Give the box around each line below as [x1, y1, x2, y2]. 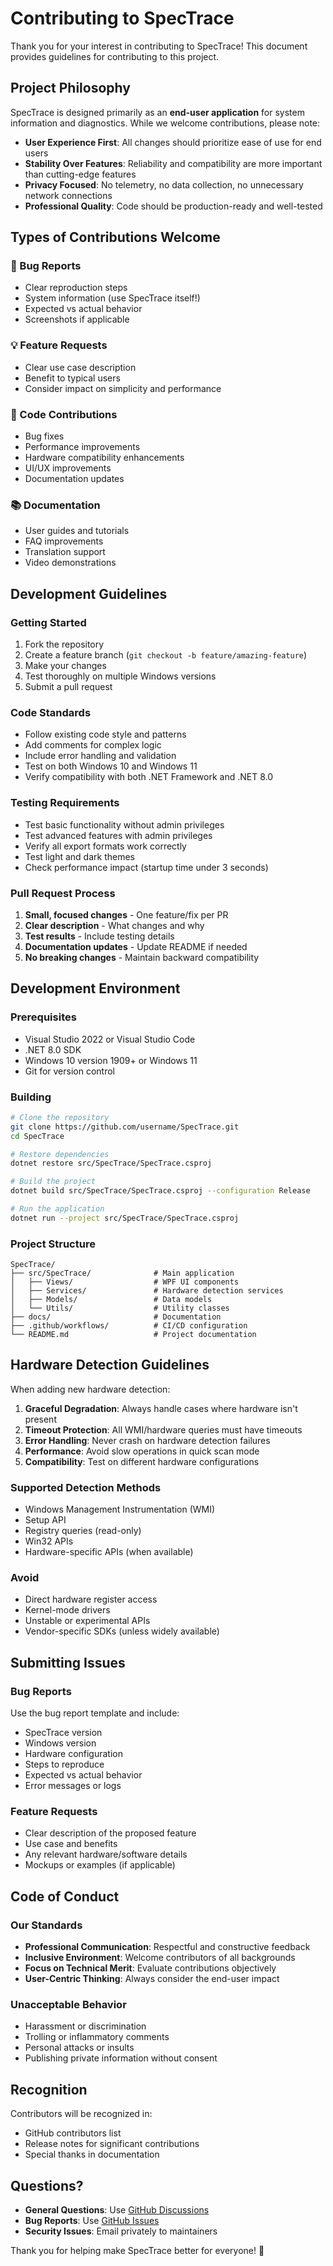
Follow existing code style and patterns [24, 728, 187, 741]
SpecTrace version [24, 1727, 103, 1739]
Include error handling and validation [24, 750, 177, 762]
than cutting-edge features [24, 168, 137, 180]
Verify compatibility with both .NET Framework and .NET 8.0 [24, 771, 274, 783]
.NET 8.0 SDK [24, 1043, 82, 1056]
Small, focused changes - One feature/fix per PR [24, 908, 229, 921]
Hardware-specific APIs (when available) [24, 1546, 194, 1558]
